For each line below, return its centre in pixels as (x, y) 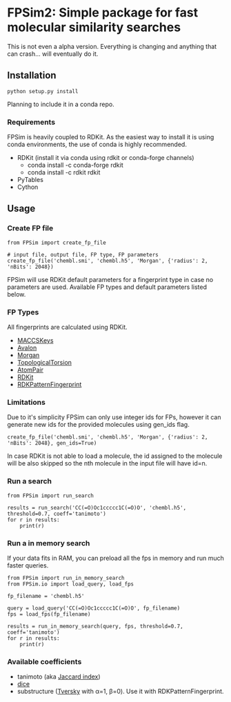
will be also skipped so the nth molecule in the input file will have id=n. (107, 463)
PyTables (30, 180)
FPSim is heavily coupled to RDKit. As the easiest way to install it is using (111, 137)
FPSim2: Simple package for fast (103, 13)
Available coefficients (44, 661)
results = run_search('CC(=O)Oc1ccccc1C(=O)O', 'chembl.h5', (97, 508)
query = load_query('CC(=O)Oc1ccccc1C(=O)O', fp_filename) (94, 608)
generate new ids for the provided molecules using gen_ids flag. (98, 425)
